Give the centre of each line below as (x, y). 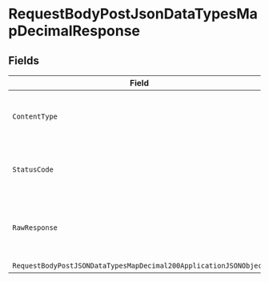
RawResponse (35, 228)
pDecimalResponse (74, 31)
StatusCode (33, 169)
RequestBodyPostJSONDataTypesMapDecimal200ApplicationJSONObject (139, 266)
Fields (24, 60)
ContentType (35, 117)
